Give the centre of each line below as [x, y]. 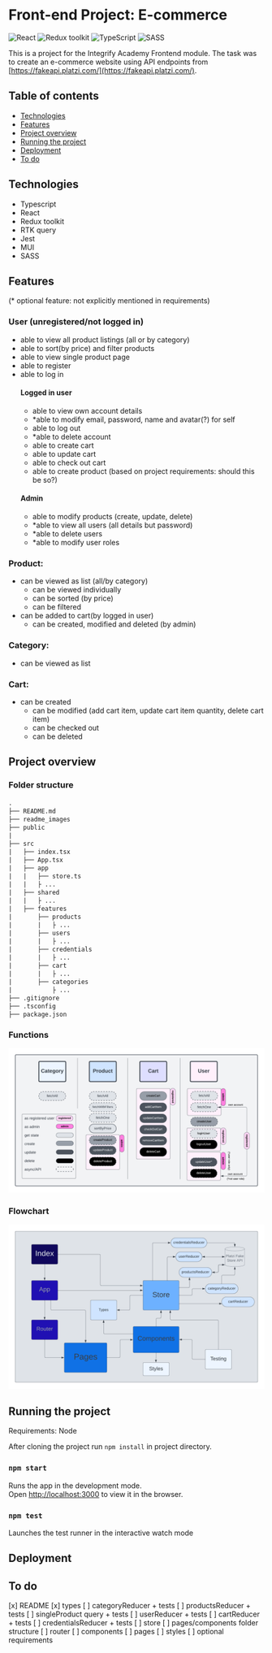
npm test [26, 1516]
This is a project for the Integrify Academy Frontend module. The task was [133, 53]
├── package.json [38, 1014]
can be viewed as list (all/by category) [84, 581]
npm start [28, 1468]
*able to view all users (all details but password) [112, 525]
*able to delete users [67, 534]
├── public [27, 827]
